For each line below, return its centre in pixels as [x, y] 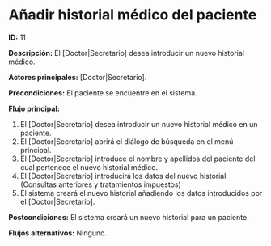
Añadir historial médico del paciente [133, 15]
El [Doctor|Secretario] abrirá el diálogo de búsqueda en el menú [127, 141]
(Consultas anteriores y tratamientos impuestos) [101, 184]
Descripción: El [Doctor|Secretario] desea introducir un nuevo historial [127, 53]
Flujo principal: [34, 108]
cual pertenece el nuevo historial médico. [89, 167]
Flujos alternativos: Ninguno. [58, 233]
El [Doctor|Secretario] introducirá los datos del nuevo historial [123, 176]
